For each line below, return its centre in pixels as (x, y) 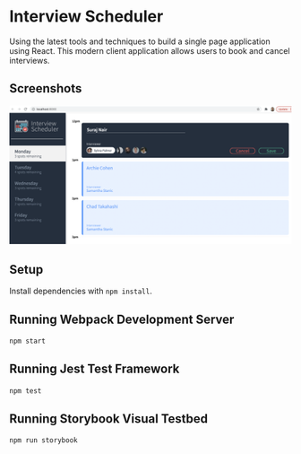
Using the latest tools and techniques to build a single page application (140, 41)
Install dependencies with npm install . (81, 291)
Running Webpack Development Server (122, 319)
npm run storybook (43, 441)
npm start (28, 341)
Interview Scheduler (86, 17)
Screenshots (46, 88)
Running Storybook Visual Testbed (109, 419)
